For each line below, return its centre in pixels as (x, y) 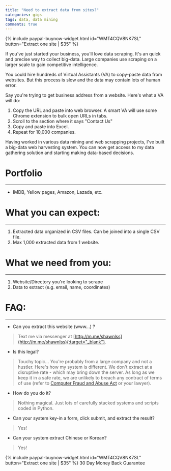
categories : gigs (24, 15)
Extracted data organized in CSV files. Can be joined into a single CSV (86, 231)
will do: (13, 101)
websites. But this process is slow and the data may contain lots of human (83, 80)
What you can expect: (53, 213)
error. (11, 85)
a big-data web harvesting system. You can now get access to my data (80, 148)
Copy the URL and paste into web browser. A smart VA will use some (85, 110)
